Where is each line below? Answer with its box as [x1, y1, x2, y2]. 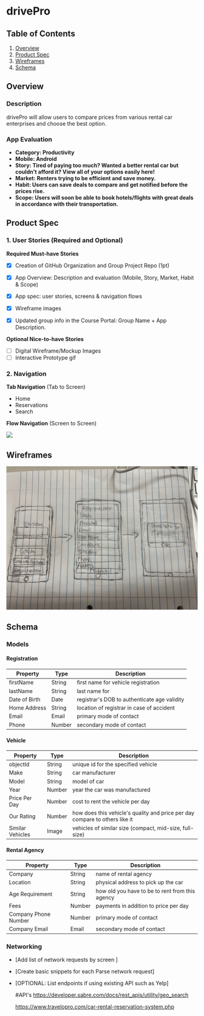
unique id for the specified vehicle [72, 760, 158, 768]
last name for [76, 687, 110, 694]
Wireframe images [15, 305, 62, 312]
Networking [6, 942, 42, 950]
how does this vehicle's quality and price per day [72, 809, 195, 817]
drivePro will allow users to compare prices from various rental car [6, 113, 173, 121]
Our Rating [8, 812, 36, 820]
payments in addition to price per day [95, 902, 189, 909]
